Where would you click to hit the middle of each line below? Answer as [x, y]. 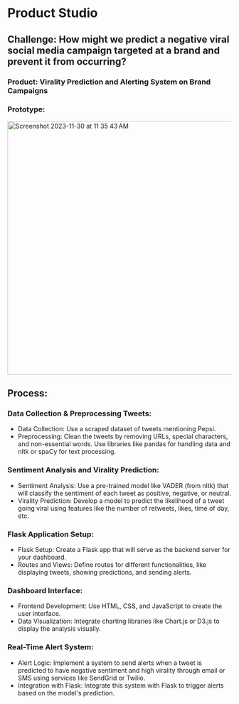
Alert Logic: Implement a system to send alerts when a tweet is [110, 663]
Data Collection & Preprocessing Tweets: [79, 413]
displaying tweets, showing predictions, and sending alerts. [105, 573]
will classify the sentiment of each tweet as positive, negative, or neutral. [124, 493]
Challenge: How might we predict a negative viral [118, 39]
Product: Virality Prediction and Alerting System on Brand [109, 82]
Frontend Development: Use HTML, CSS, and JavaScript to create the [120, 606]
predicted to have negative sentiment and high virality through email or [121, 670]
